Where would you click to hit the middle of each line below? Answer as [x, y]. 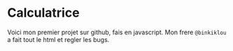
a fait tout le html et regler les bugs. [58, 39]
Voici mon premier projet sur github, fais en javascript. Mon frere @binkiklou [117, 32]
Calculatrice [43, 13]
